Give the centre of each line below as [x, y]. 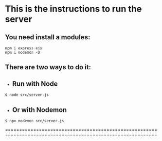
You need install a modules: [48, 37]
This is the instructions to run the [73, 9]
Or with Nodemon [39, 110]
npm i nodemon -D [23, 52]
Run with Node [35, 84]
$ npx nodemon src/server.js [35, 121]
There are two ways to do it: [48, 67]
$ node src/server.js [27, 95]
